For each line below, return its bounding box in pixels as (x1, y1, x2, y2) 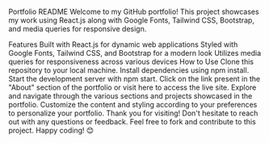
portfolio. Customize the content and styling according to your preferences (8, 100, 258, 109)
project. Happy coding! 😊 (8, 125, 95, 135)
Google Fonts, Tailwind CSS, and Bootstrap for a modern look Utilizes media (8, 48, 262, 57)
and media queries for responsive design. (8, 24, 147, 33)
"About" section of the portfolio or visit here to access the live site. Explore (8, 82, 257, 92)
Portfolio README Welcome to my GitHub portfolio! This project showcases (8, 7, 260, 16)
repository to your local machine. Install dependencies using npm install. (8, 65, 250, 75)
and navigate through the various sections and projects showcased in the (8, 91, 253, 100)
